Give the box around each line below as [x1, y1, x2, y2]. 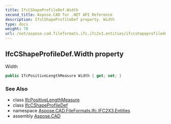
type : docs [5, 21, 28, 27]
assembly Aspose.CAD [12, 113, 61, 119]
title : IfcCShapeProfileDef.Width [5, 7, 79, 13]
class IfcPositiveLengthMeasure [12, 97, 80, 103]
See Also [5, 85, 28, 92]
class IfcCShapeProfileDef [12, 102, 68, 108]
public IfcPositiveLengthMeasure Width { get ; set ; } [5, 73, 122, 78]
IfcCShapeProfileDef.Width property [5, 50, 124, 58]
